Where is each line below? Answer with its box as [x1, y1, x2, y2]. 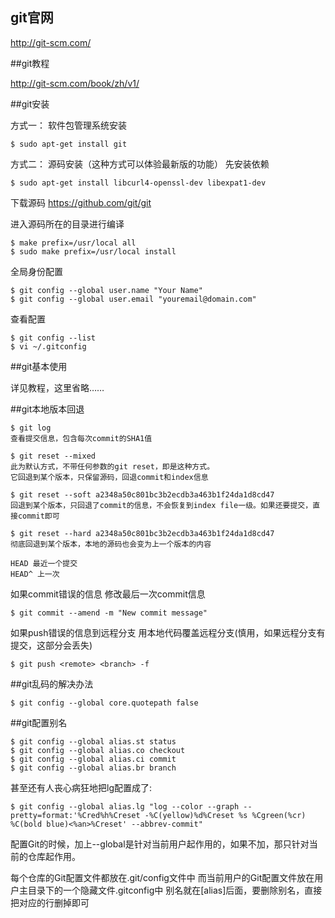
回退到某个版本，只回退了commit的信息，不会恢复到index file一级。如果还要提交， [10, 500, 313, 510]
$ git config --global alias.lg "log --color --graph [10, 801, 240, 812]
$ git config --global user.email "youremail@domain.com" [10, 294, 257, 304]
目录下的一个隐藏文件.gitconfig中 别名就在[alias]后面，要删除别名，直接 [27, 884, 323, 896]
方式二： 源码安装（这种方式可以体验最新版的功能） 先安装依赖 [10, 158, 270, 170]
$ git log [10, 423, 52, 433]
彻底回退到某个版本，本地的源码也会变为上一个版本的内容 [10, 539, 212, 549]
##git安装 [10, 98, 50, 110]
